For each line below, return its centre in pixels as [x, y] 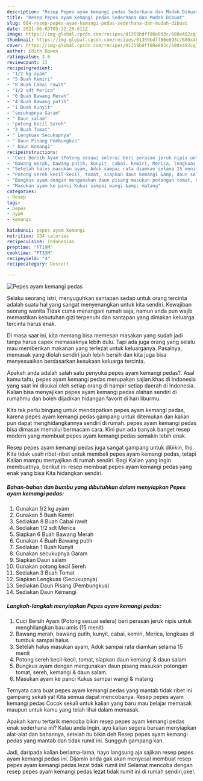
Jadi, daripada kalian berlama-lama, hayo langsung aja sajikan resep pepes [100, 753]
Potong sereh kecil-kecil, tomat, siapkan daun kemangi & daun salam [101, 660]
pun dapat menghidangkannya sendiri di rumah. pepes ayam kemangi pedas [102, 423]
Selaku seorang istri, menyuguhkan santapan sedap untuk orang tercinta [97, 298]
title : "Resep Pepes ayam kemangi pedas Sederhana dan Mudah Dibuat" [96, 18]
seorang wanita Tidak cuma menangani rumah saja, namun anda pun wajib [100, 311]
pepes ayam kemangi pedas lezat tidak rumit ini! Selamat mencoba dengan [100, 765]
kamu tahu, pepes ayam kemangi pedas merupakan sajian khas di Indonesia [101, 379]
